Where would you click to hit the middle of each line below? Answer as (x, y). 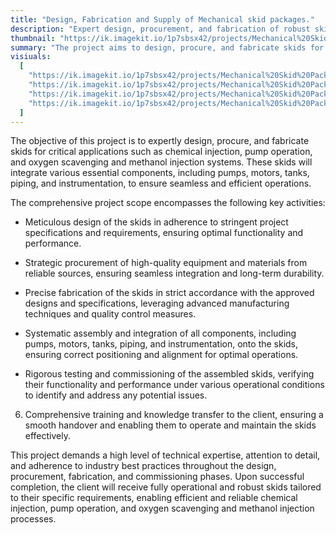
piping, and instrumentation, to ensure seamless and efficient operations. (161, 183)
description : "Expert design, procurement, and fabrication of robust (160, 29)
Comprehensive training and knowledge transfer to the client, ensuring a (174, 415)
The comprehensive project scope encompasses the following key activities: (168, 203)
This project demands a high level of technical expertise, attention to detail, (165, 455)
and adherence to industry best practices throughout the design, (143, 466)
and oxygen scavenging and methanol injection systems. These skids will (161, 162)
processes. (33, 519)
